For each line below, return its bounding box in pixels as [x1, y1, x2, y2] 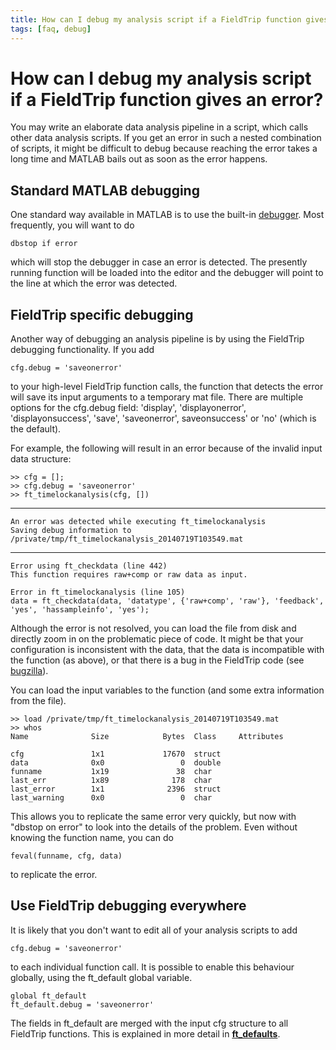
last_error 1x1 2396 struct [10, 784, 222, 795]
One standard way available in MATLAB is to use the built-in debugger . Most [10, 209, 325, 221]
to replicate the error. [10, 869, 98, 881]
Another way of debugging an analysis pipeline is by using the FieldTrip [10, 333, 305, 345]
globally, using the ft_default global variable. [10, 971, 193, 983]
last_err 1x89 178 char [10, 776, 213, 786]
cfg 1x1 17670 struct [10, 749, 222, 760]
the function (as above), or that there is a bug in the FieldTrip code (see [10, 654, 305, 666]
